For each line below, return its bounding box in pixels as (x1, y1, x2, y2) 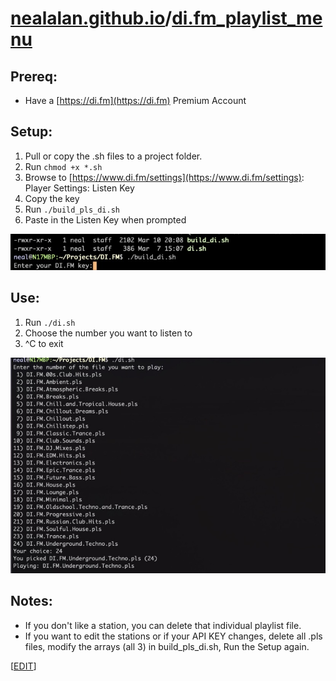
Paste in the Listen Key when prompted (24, 213, 187, 226)
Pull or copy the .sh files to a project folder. (24, 150, 203, 162)
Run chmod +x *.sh (24, 160, 103, 172)
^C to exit (24, 337, 64, 349)
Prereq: (10, 68, 58, 85)
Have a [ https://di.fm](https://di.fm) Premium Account (24, 95, 247, 106)
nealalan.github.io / (10, 7, 173, 30)
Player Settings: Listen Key (24, 182, 135, 194)
